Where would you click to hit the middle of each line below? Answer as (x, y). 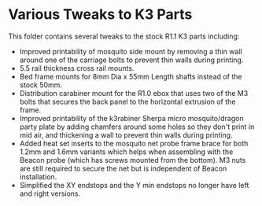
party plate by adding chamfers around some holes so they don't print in (137, 127)
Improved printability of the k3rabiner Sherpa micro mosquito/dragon (131, 118)
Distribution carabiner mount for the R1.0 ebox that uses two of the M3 (134, 93)
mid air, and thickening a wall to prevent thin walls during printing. (126, 134)
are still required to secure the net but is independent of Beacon (123, 168)
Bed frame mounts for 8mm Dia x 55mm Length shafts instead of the (131, 76)
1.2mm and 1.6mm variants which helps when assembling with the (126, 152)
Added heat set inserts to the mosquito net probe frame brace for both (134, 143)
